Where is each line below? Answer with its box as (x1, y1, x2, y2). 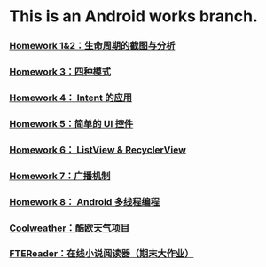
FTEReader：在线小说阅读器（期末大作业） (9, 247, 194, 260)
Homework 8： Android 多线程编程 (9, 195, 160, 208)
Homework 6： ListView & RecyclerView (9, 144, 186, 156)
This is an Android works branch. (9, 6, 259, 27)
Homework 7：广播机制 (9, 169, 111, 182)
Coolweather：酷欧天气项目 (9, 222, 130, 234)
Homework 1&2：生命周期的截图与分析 (9, 40, 176, 52)
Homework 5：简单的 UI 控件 (9, 117, 134, 130)
